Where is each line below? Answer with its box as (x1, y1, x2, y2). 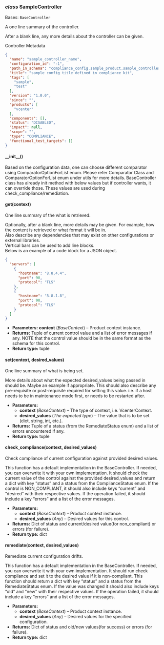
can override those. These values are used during (5, 185, 105, 191)
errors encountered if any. (12, 428, 65, 434)
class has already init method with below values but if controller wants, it (5, 180, 151, 186)
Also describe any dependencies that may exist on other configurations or (5, 232, 154, 238)
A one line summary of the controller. (5, 24, 80, 30)
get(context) (5, 202, 31, 207)
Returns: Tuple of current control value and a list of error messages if (12, 330, 152, 336)
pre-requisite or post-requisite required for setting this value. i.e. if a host (5, 387, 152, 393)
